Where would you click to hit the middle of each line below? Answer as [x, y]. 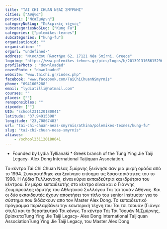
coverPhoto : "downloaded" [33, 70]
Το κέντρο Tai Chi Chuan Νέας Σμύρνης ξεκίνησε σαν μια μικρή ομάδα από [83, 169]
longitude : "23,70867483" [32, 121]
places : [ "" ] [19, 98]
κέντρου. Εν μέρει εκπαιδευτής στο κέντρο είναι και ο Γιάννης [70, 184]
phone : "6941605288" [27, 84]
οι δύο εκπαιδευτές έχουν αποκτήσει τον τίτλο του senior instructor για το [82, 195]
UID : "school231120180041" [33, 112]
